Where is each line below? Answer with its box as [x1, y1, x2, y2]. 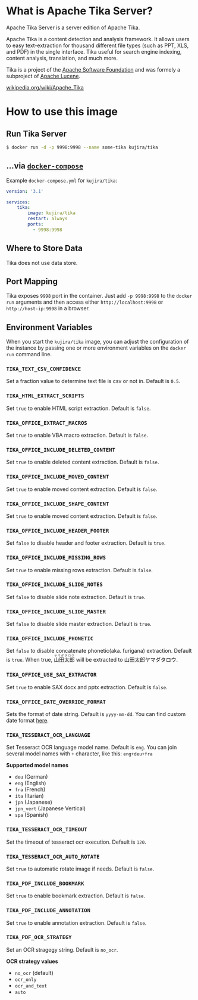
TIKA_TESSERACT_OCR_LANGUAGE [6, 732, 91, 738]
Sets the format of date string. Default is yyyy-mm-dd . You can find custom [6, 711, 186, 718]
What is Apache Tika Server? [6, 4, 153, 18]
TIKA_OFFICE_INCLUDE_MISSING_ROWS [6, 554, 106, 561]
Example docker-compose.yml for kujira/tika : [6, 177, 118, 184]
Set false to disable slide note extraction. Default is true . [6, 593, 146, 600]
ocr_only [14, 977, 37, 983]
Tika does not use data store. [6, 259, 78, 266]
